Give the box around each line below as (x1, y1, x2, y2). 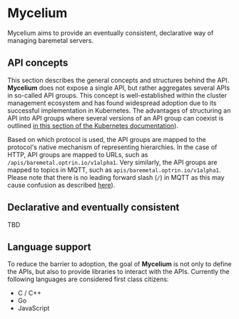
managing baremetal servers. (7, 36, 94, 44)
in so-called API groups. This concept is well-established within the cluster (7, 91, 228, 99)
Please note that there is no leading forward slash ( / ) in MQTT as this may (7, 173, 225, 181)
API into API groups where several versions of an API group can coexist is (7, 113, 224, 122)
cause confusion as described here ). (7, 181, 116, 189)
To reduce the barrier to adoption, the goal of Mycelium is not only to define (7, 260, 232, 268)
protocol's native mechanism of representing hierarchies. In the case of (7, 143, 218, 151)
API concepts (7, 57, 68, 69)
